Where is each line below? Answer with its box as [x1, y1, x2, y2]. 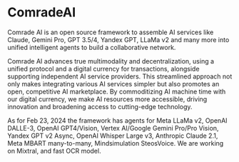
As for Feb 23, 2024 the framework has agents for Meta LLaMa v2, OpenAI [7, 116, 228, 125]
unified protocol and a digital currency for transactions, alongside [7, 64, 200, 73]
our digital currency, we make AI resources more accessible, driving [7, 94, 208, 103]
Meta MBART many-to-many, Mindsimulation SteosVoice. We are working [7, 138, 224, 147]
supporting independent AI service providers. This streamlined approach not [7, 72, 233, 81]
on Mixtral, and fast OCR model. [7, 146, 101, 155]
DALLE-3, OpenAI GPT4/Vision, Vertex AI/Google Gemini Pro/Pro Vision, [7, 123, 219, 132]
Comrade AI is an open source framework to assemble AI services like [7, 28, 214, 36]
